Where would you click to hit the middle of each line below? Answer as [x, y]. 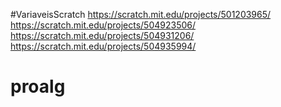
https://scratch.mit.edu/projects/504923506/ [103, 25]
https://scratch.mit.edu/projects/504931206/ [102, 35]
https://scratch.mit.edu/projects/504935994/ [103, 46]
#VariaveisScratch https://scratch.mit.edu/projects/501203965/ [141, 14]
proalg [38, 86]
